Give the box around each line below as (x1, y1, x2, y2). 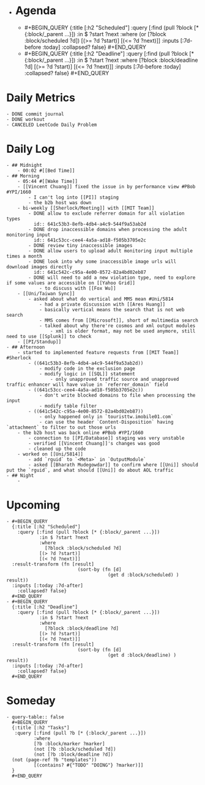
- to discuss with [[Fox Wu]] (39, 285, 116, 291)
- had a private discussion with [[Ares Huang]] (39, 301, 166, 308)
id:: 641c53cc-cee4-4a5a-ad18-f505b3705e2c (33, 237, 147, 243)
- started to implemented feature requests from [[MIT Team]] (17, 349, 179, 355)
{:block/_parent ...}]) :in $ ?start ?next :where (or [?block (24, 30, 166, 37)
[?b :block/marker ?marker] (33, 740, 105, 746)
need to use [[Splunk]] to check (6, 333, 92, 339)
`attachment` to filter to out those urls (6, 424, 116, 430)
